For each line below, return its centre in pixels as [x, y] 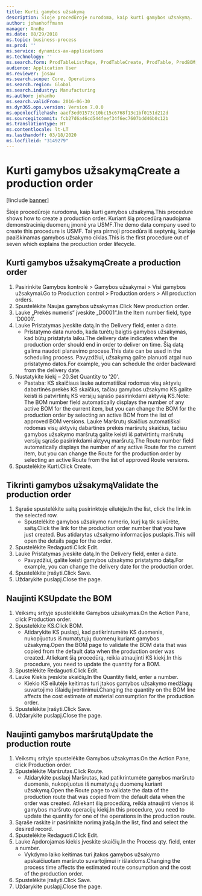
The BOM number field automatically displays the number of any [104, 402]
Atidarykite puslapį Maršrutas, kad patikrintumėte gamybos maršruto [109, 777]
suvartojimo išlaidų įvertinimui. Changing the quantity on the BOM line [110, 690]
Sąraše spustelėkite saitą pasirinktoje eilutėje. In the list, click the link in [103, 509]
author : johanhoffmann [35, 23]
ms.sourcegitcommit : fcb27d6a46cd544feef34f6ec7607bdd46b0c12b [87, 118]
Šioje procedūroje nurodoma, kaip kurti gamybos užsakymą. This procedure [100, 212]
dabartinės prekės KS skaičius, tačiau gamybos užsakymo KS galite [108, 389]
